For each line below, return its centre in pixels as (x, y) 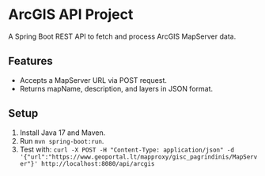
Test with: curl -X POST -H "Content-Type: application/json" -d (127, 149)
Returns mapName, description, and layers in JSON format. (116, 88)
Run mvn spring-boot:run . (62, 140)
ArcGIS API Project (71, 15)
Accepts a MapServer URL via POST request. (93, 80)
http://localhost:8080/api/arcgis (98, 163)
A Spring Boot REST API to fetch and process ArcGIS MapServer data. (122, 36)
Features (30, 61)
